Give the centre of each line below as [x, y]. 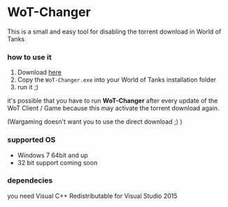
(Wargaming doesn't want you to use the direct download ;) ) [95, 122]
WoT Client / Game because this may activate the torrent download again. [113, 108]
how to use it [29, 57]
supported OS [31, 140]
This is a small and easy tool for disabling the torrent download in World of [114, 31]
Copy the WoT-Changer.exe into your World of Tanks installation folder [117, 80]
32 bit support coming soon [57, 162]
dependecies [30, 180]
